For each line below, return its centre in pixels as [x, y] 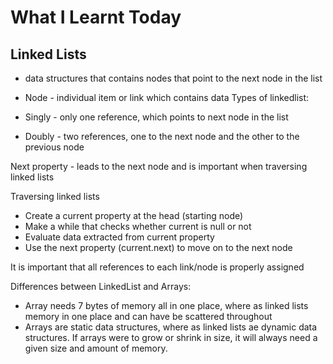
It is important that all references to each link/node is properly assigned [157, 267]
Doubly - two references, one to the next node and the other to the [162, 136]
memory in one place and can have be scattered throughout [148, 316]
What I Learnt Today [96, 17]
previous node [54, 147]
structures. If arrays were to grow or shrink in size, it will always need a [171, 337]
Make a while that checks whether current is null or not [138, 226]
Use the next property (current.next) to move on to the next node [158, 247]
